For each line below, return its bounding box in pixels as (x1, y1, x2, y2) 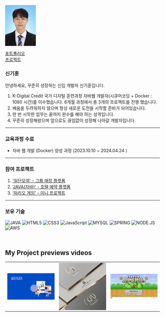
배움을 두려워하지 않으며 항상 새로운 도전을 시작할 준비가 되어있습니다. (12, 105, 146, 111)
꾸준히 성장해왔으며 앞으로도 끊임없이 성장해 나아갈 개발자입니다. (12, 117, 136, 123)
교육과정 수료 (5, 135, 34, 142)
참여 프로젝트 (5, 166, 34, 173)
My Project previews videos (5, 248, 92, 257)
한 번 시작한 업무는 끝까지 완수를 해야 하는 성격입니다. (12, 111, 114, 117)
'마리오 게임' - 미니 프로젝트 (12, 190, 66, 196)
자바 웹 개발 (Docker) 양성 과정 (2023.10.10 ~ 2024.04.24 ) (12, 147, 128, 153)
